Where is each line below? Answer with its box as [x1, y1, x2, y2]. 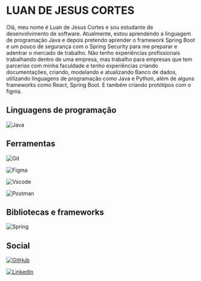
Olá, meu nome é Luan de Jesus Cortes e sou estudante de [6, 24, 153, 31]
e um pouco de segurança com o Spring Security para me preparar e [6, 43, 178, 50]
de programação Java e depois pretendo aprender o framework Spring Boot [6, 36, 196, 43]
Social [6, 241, 30, 251]
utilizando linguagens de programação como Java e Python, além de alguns [6, 75, 194, 82]
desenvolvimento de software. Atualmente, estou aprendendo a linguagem [6, 30, 191, 37]
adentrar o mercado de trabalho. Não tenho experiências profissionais [6, 49, 181, 56]
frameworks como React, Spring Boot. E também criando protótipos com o [6, 81, 191, 88]
